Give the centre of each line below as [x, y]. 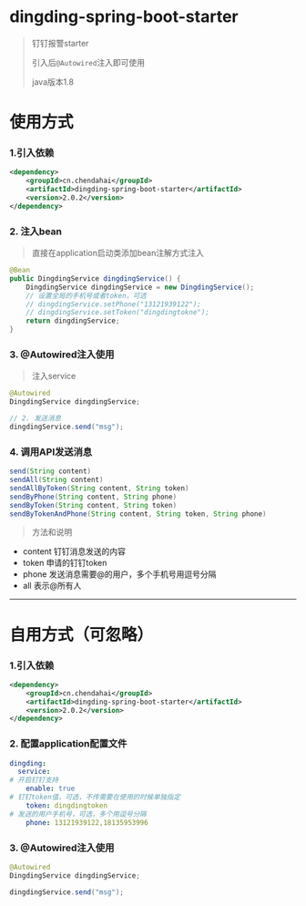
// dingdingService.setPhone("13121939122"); [114, 304]
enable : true [51, 789]
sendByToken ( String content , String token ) [93, 505]
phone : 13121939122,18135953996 [87, 822]
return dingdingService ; [73, 321]
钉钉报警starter [60, 43]
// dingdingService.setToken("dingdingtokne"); [117, 313]
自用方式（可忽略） [82, 634]
